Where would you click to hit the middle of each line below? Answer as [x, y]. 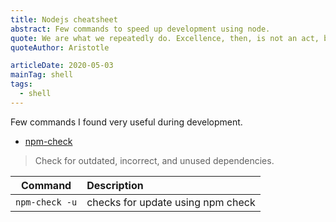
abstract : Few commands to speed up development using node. [140, 29]
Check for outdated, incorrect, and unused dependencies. [154, 160]
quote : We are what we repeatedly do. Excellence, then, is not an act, [165, 38]
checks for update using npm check [171, 202]
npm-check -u [46, 202]
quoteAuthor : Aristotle [60, 47]
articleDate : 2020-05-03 [62, 66]
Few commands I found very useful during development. [126, 122]
